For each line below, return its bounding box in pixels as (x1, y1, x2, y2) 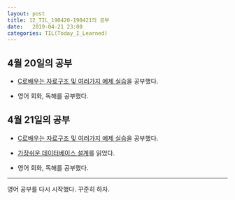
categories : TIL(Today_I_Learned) (7, 29, 108, 37)
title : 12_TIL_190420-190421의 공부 (7, 17, 110, 24)
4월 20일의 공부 (7, 57, 73, 69)
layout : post (7, 10, 45, 17)
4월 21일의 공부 (7, 114, 71, 126)
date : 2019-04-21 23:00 (7, 23, 83, 30)
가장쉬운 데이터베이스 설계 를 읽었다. (17, 148, 115, 157)
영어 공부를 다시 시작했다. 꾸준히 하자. (7, 185, 110, 193)
